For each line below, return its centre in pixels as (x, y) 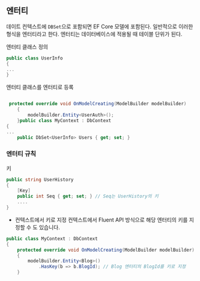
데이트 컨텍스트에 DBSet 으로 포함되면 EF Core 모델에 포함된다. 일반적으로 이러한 (100, 26)
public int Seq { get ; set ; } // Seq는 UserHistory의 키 (88, 196)
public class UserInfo (35, 58)
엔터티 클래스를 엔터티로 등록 (40, 87)
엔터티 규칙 (21, 154)
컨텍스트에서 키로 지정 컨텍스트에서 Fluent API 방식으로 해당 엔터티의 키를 (101, 220)
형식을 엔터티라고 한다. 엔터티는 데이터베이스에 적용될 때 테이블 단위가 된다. (94, 34)
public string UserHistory (40, 179)
